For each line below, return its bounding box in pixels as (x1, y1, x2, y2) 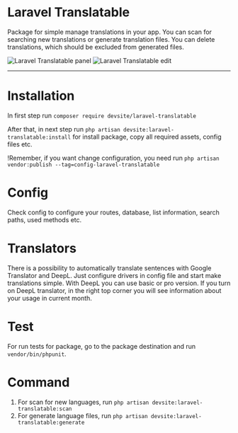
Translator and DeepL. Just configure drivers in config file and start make (7, 271, 222, 279)
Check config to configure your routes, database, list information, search (7, 208, 220, 216)
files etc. (7, 139, 33, 149)
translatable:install (7, 134, 72, 141)
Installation (7, 88, 75, 104)
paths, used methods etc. (7, 215, 82, 224)
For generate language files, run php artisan (17, 411, 148, 420)
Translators (7, 241, 76, 256)
